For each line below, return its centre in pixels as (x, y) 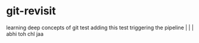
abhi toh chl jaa (25, 33)
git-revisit (31, 11)
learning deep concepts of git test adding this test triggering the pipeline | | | (100, 27)
